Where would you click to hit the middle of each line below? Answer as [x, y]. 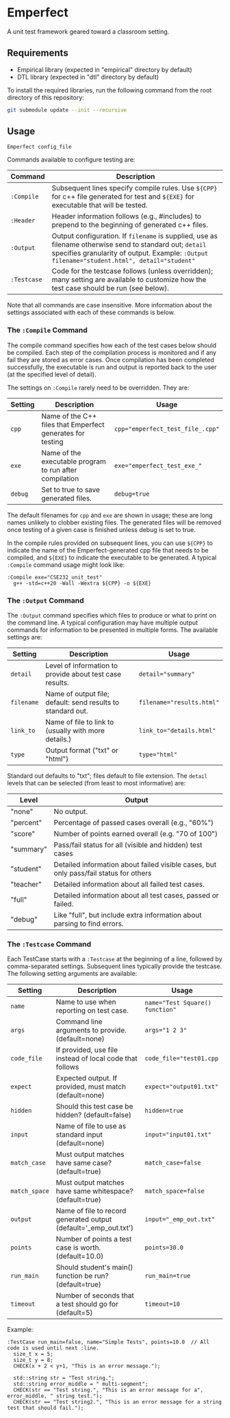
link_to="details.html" [177, 731]
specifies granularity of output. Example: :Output [130, 253]
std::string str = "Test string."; [64, 1378]
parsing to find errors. [89, 924]
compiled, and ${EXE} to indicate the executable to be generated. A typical [112, 557]
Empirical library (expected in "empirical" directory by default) [105, 69]
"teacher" [26, 885]
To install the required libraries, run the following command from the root [110, 90]
